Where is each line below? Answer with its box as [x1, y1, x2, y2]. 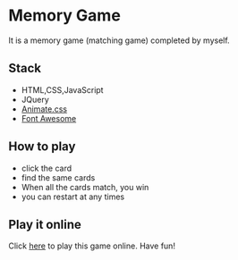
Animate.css [21, 104, 68, 114]
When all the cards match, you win [21, 181, 149, 192]
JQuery [21, 94, 50, 105]
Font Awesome [21, 113, 77, 123]
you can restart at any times [21, 191, 125, 202]
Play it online [8, 216, 82, 232]
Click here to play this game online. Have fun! [8, 240, 176, 251]
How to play [8, 139, 76, 155]
